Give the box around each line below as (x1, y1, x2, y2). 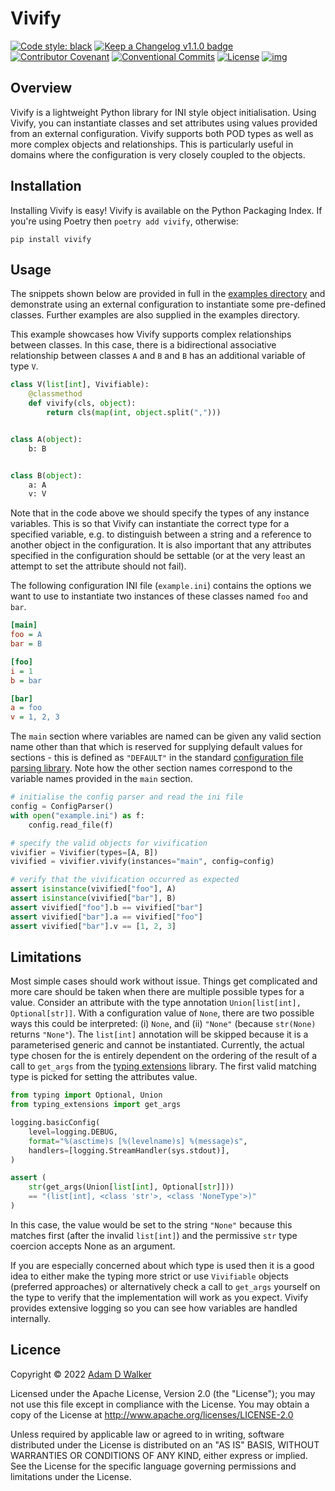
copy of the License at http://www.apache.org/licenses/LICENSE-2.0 (10, 1408, 294, 1421)
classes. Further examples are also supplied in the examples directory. (10, 309, 301, 321)
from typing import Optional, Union (10, 1090, 163, 1101)
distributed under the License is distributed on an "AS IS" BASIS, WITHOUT (10, 1438, 320, 1451)
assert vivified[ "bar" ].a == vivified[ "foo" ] (10, 912, 203, 922)
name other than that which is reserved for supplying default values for (10, 741, 303, 753)
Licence (10, 1342, 62, 1359)
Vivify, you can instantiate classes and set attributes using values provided (10, 117, 318, 129)
